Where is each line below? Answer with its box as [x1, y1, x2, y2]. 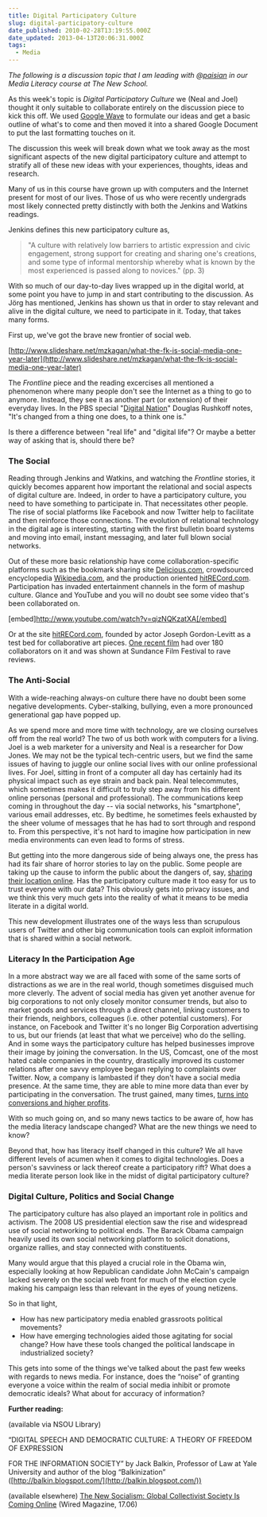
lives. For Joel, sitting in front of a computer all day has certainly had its [8, 767, 242, 777]
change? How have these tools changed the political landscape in [19, 1340, 235, 1349]
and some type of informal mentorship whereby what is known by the [27, 258, 256, 266]
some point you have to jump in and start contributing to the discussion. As [8, 289, 254, 299]
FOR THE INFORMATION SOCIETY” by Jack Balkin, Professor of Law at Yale [8, 1459, 257, 1469]
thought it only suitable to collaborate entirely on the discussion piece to [8, 103, 245, 112]
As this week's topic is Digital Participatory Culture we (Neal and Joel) [8, 95, 238, 103]
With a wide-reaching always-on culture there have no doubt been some [8, 693, 246, 702]
